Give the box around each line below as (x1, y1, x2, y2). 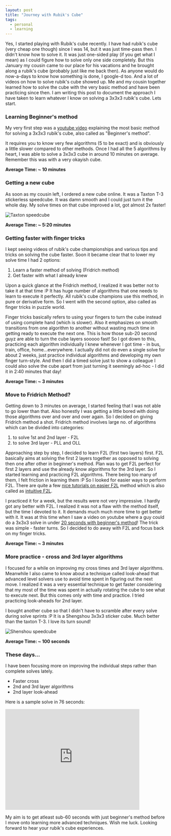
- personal (10, 22, 33, 27)
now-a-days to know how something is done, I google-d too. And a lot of (5, 73, 158, 79)
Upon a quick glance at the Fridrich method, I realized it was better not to (5, 282, 159, 288)
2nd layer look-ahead (12, 688, 58, 695)
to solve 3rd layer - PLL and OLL (12, 440, 81, 446)
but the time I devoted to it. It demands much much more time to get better (5, 509, 162, 515)
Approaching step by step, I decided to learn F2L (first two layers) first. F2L (5, 450, 164, 456)
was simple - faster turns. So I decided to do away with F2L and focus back (5, 525, 164, 531)
